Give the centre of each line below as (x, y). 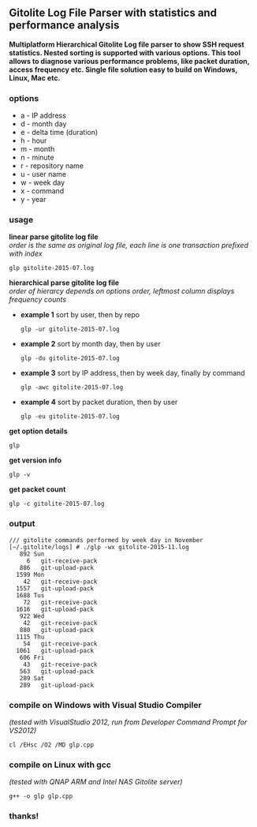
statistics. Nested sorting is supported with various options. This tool (125, 52)
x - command (42, 191)
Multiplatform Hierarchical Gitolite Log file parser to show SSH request (127, 44)
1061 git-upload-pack (55, 650)
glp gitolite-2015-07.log (51, 268)
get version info (35, 460)
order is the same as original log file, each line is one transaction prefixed (129, 245)
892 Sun (32, 554)
